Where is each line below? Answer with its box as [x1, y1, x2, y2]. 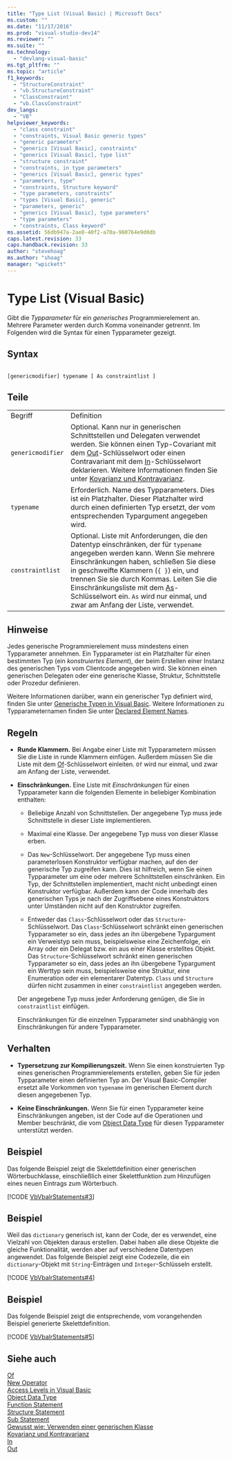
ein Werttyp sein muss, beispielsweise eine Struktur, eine [27, 966, 190, 975]
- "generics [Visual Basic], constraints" [13, 145, 137, 152]
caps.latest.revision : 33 [7, 235, 81, 242]
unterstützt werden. [17, 1126, 74, 1134]
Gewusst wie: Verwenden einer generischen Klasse [7, 1422, 154, 1431]
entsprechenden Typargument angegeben [70, 511, 209, 521]
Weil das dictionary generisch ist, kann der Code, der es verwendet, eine [7, 1231, 217, 1239]
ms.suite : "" [7, 42, 45, 49]
